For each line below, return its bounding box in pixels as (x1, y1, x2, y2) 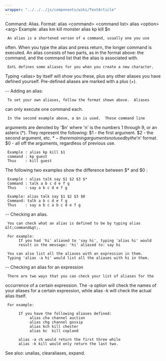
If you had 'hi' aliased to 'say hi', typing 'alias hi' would (18, 238, 152, 243)
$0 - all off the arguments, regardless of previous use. (5, 140, 115, 146)
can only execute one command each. (5, 106, 83, 112)
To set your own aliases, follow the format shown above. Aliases (7, 97, 150, 102)
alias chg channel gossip (29, 319, 83, 324)
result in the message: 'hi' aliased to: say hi (18, 242, 121, 247)
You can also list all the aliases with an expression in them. (7, 251, 143, 256)
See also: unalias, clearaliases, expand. (5, 350, 85, 356)
